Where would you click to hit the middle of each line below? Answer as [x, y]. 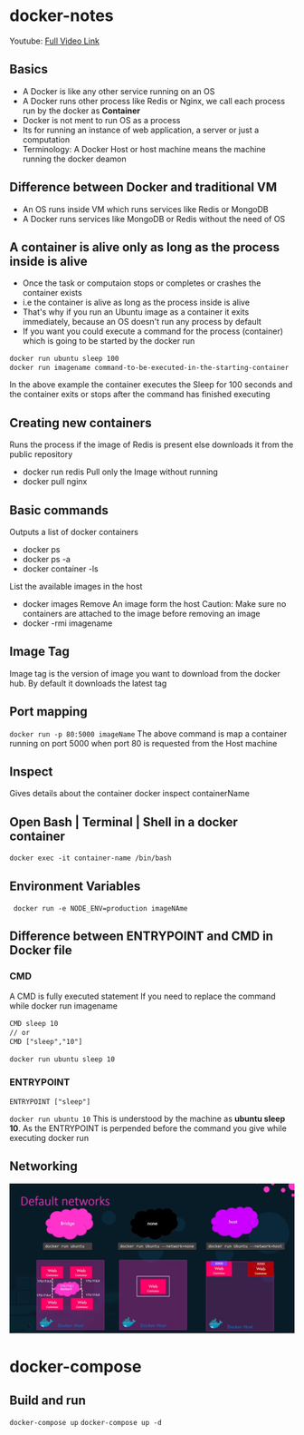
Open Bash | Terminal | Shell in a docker [123, 822]
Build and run [47, 1400]
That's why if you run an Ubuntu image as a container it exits [136, 312]
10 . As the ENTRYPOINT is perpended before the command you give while [148, 1128]
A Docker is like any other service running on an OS [119, 91]
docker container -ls [60, 569]
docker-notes [62, 16]
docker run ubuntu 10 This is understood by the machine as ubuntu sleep [147, 1119]
